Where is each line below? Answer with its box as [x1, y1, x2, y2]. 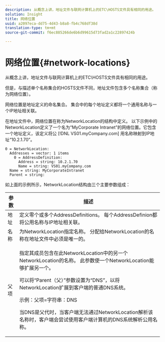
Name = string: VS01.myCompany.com [18, 164, 91, 169]
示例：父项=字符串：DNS [19, 296, 78, 303]
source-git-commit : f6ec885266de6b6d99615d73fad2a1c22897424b [5, 30, 135, 35]
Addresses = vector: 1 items [9, 151, 69, 156]
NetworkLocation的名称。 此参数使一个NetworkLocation [19, 257, 150, 264]
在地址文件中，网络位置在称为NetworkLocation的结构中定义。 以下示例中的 [5, 118, 158, 124]
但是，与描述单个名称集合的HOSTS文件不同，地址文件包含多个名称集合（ [5, 85, 154, 91]
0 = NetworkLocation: [5, 146, 50, 151]
